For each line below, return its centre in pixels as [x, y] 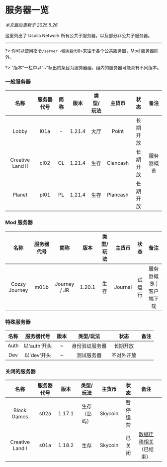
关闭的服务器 [21, 371]
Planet [20, 195]
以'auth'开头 [38, 346]
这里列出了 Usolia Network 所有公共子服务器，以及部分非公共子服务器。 [79, 35]
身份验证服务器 [89, 346]
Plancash [118, 195]
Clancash [118, 163]
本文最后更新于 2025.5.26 [32, 25]
